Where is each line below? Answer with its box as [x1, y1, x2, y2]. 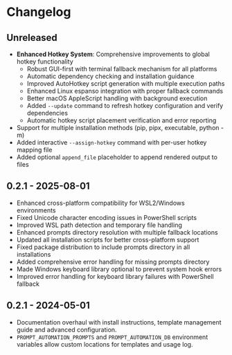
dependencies [26, 109, 69, 117]
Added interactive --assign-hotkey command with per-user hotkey [16, 138, 207, 146]
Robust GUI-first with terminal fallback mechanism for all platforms [26, 65, 217, 73]
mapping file [16, 146, 53, 154]
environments [16, 206, 56, 215]
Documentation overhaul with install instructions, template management [16, 318, 222, 326]
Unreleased [6, 32, 58, 44]
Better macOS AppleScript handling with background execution [26, 94, 208, 102]
